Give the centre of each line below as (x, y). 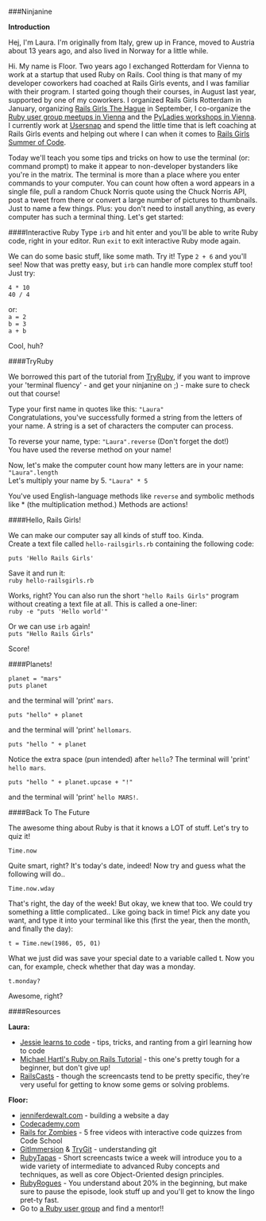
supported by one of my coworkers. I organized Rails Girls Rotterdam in (125, 100)
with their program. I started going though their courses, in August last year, (132, 92)
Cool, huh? (26, 346)
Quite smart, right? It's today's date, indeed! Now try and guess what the (127, 866)
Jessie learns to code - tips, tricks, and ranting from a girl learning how (136, 1042)
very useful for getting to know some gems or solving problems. (125, 1084)
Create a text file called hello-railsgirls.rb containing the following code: (131, 544)
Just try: (22, 273)
